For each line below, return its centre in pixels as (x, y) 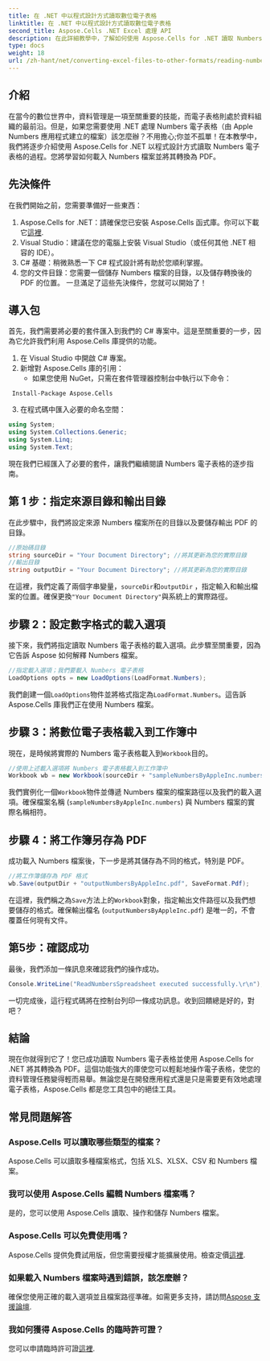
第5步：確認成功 (49, 948)
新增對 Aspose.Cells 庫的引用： (72, 368)
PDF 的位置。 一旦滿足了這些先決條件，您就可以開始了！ (113, 282)
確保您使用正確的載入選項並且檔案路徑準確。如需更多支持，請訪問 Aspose (130, 1297)
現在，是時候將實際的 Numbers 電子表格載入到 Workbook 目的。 (110, 753)
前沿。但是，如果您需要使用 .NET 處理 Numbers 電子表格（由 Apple (141, 126)
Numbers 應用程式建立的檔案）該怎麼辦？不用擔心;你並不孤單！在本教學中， (135, 136)
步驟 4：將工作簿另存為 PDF (78, 840)
